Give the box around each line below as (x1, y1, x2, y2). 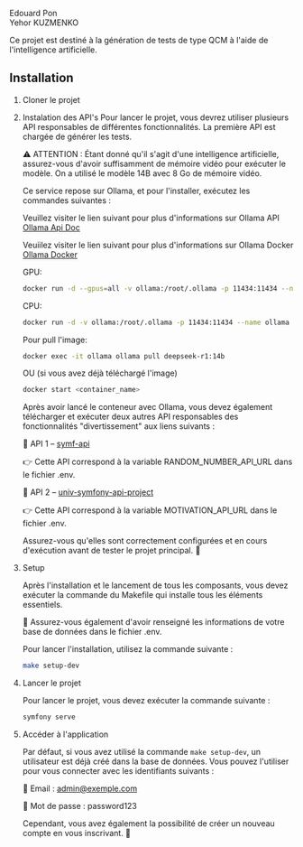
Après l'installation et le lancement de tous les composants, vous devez (22, 580, 289, 591)
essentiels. (22, 600, 63, 610)
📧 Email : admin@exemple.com (22, 783, 138, 794)
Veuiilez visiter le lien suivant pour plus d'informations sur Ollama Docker (22, 239, 294, 250)
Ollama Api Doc (22, 221, 81, 233)
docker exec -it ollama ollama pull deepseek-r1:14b (22, 351, 225, 360)
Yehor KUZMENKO (9, 17, 79, 28)
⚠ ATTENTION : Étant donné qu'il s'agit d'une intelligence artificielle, (22, 148, 280, 159)
